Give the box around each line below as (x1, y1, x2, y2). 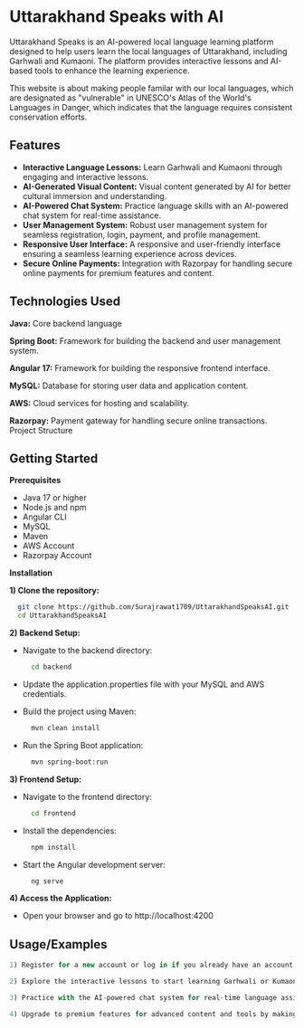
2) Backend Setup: (9, 627, 81, 639)
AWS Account (22, 540, 75, 551)
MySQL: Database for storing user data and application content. (9, 380, 249, 391)
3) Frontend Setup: (9, 774, 82, 785)
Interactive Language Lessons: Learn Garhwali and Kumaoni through (22, 161, 283, 173)
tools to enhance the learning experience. (34, 65, 190, 76)
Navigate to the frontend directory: (22, 791, 152, 802)
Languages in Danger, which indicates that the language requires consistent (9, 101, 293, 112)
